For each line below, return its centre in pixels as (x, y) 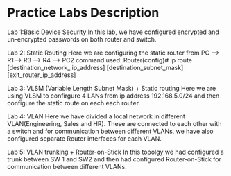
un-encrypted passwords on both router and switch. (82, 39)
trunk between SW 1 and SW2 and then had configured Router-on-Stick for (114, 159)
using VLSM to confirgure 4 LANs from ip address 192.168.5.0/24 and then (113, 96)
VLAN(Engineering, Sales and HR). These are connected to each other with (114, 123)
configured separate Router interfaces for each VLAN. (84, 138)
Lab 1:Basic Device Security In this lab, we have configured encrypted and (113, 32)
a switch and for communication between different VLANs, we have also (110, 131)
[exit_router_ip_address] (42, 75)
